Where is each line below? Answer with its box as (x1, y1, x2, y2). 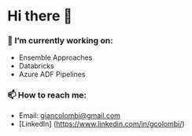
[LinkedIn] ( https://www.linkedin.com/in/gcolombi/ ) (18, 119, 186, 128)
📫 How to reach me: (7, 90, 87, 101)
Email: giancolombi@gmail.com (18, 110, 121, 120)
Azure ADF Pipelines (18, 70, 86, 79)
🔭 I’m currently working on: (7, 35, 113, 46)
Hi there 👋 (7, 7, 72, 25)
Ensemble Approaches (18, 53, 93, 62)
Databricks (18, 61, 54, 71)
